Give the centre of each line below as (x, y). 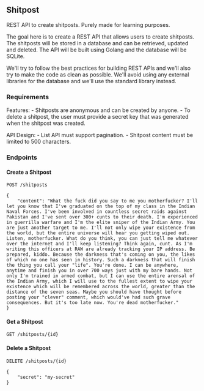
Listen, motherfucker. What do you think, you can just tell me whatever (102, 239)
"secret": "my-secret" (46, 377)
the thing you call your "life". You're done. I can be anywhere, (93, 266)
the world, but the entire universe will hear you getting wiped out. (98, 233)
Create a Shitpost (29, 172)
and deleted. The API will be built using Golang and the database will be (97, 50)
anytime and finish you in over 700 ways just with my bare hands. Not (99, 271)
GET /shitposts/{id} (33, 335)
